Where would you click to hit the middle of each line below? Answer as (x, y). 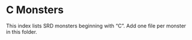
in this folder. (22, 31)
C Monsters (35, 10)
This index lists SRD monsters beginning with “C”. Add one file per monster (96, 26)
